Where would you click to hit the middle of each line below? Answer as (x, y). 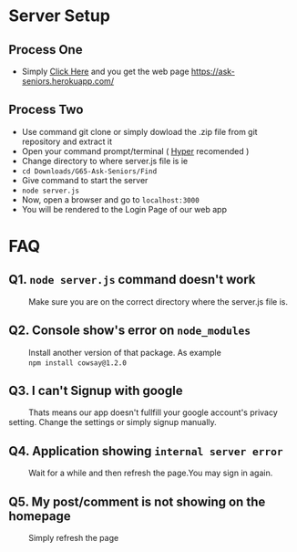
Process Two (46, 110)
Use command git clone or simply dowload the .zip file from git (139, 131)
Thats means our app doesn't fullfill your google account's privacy (154, 412)
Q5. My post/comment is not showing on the (137, 501)
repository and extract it (67, 141)
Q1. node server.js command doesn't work (132, 280)
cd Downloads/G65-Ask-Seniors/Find (89, 171)
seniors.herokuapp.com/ (68, 81)
